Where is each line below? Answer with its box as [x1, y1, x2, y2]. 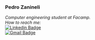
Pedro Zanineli [5, 4, 40, 10]
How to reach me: [5, 20, 41, 25]
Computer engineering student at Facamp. [5, 15, 91, 20]
